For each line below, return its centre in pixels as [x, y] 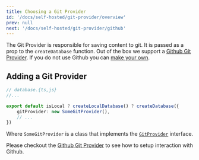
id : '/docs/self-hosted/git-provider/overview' [66, 17]
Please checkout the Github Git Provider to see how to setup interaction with [99, 145]
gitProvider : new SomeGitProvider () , [64, 111]
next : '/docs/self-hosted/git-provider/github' [66, 28]
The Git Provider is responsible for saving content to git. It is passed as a [95, 45]
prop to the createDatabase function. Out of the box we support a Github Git [99, 52]
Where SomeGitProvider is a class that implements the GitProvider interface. [100, 134]
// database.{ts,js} [32, 90]
